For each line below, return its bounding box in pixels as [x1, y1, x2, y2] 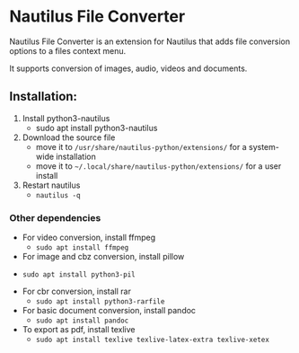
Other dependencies [9, 211, 101, 224]
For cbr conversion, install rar [22, 286, 132, 297]
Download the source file [22, 132, 116, 143]
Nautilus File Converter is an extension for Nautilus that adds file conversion [9, 36, 290, 47]
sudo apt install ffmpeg [35, 243, 129, 252]
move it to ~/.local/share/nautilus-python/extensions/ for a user [35, 160, 282, 172]
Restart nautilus [22, 180, 81, 190]
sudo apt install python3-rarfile [35, 297, 165, 306]
